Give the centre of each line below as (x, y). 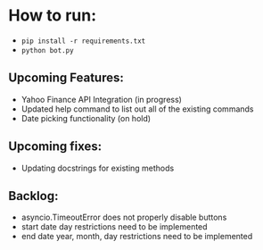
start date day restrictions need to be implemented (114, 227)
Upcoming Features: (66, 78)
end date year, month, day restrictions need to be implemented (137, 237)
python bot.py (47, 50)
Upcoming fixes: (55, 147)
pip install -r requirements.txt (83, 41)
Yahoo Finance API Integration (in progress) (101, 99)
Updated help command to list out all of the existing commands (137, 109)
